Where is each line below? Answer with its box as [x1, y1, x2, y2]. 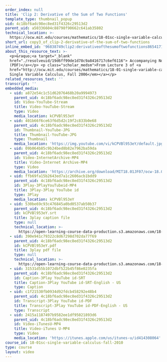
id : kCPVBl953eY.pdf [14, 243, 57, 248]
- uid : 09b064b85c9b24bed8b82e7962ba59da [9, 146, 97, 151]
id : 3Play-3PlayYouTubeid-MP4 [14, 183, 77, 188]
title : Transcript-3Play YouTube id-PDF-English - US [14, 303, 128, 308]
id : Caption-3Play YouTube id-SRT [14, 275, 85, 280]
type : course [5, 345, 32, 350]
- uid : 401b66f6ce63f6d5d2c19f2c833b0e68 [9, 118, 97, 123]
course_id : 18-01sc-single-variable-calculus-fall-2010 [5, 340, 123, 345]
